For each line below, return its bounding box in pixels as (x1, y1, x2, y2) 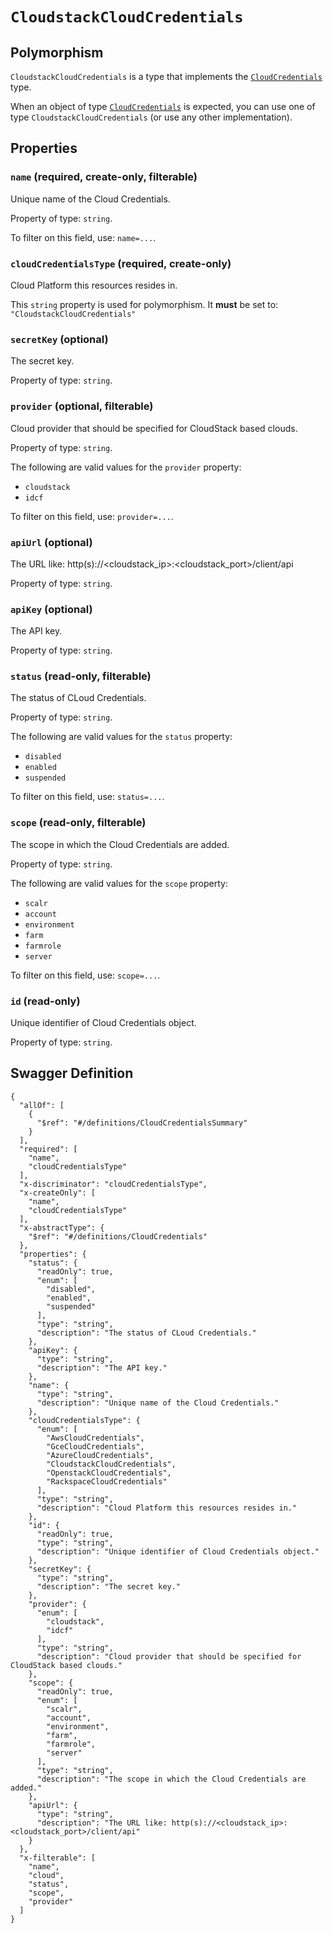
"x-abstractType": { (19, 1223, 105, 1233)
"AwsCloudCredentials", (46, 1433, 145, 1443)
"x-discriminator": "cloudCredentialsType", (19, 1179, 208, 1189)
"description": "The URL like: (36, 1818, 168, 1828)
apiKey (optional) (10, 602, 93, 616)
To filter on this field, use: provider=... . (10, 510, 174, 522)
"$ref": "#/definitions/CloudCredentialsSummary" (36, 1118, 248, 1128)
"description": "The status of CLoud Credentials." (36, 1328, 257, 1338)
